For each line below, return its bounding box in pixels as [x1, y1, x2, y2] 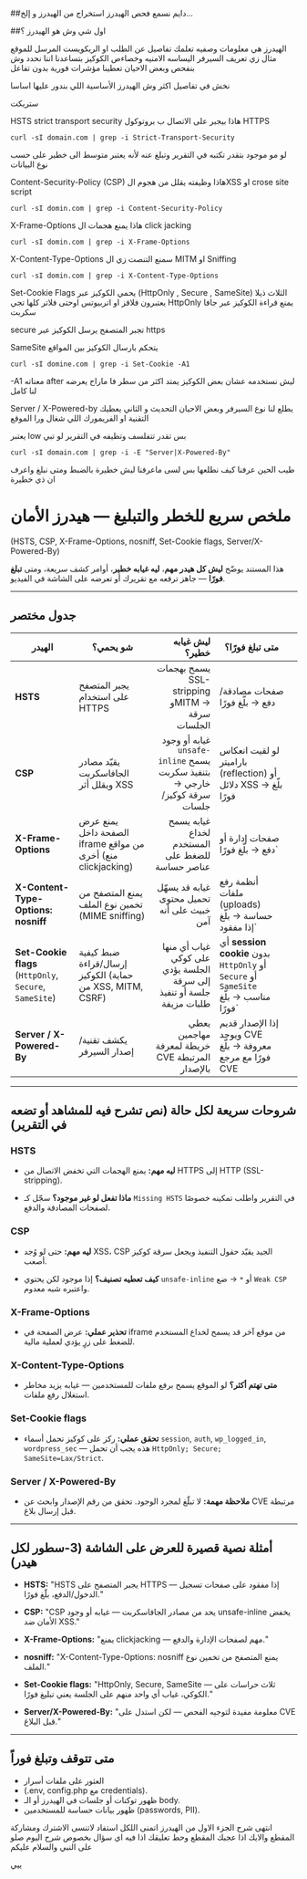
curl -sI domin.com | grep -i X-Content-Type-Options [10, 271, 220, 280]
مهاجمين [178, 1028, 211, 1040]
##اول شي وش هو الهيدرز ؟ [10, 26, 107, 36]
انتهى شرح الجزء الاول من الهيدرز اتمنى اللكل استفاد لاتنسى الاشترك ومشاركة [10, 1822, 272, 1832]
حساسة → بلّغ [219, 909, 273, 922]
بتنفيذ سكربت [159, 766, 211, 778]
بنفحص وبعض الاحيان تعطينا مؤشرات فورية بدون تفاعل [10, 63, 195, 73]
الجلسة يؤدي [161, 963, 211, 976]
